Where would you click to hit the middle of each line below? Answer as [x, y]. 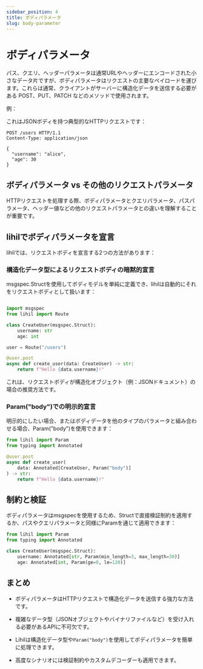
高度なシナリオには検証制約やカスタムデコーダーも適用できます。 [97, 660]
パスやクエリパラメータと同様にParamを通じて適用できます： [99, 523]
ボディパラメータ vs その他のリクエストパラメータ [100, 185]
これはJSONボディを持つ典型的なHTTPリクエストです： [76, 121]
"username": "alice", [39, 154]
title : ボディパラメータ [34, 18]
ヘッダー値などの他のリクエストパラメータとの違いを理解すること [115, 208]
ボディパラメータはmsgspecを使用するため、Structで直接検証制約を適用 [97, 516]
